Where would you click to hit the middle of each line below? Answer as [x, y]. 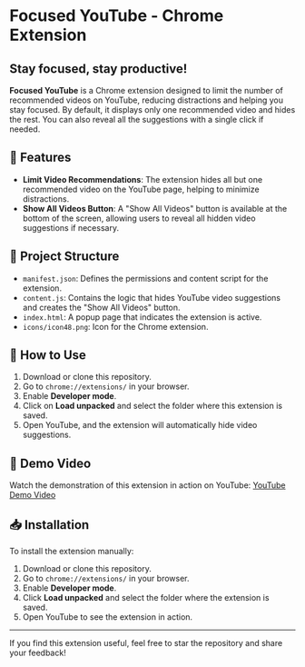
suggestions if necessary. [71, 227]
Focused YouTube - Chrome [117, 16]
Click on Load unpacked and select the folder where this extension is [152, 406]
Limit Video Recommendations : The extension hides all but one [143, 179]
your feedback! [38, 653]
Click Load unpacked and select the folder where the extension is [146, 598]
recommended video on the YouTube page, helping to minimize [141, 189]
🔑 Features [40, 158]
